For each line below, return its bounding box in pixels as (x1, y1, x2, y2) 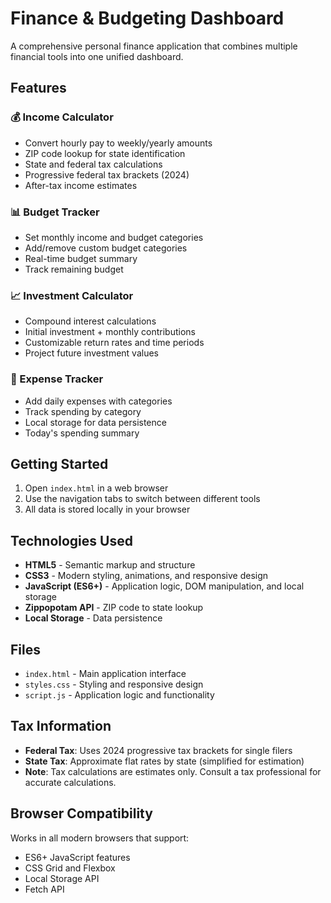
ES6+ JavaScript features (24, 851, 131, 863)
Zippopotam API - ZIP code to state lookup (24, 602, 204, 614)
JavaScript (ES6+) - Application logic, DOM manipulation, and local (24, 580, 305, 592)
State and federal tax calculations (24, 158, 163, 170)
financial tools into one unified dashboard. (10, 50, 184, 62)
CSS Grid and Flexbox (24, 862, 116, 874)
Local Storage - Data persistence (24, 612, 163, 624)
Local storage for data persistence (24, 416, 167, 428)
